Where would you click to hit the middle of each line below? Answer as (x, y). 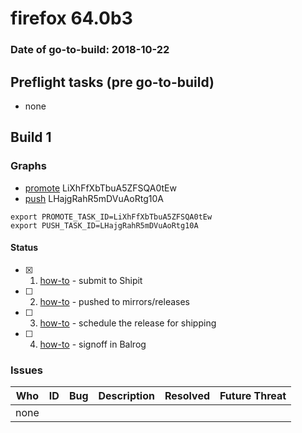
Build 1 (31, 137)
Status (24, 248)
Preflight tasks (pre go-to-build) (112, 82)
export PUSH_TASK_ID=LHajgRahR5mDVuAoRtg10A (104, 225)
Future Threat (253, 396)
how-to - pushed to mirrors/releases (115, 301)
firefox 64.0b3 (71, 18)
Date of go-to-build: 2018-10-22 (90, 50)
